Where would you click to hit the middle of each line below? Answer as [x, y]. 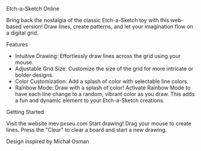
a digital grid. [22, 33]
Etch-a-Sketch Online [33, 9]
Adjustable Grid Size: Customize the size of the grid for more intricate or [104, 69]
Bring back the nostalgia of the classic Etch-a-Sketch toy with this [88, 20]
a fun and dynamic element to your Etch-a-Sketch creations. [90, 100]
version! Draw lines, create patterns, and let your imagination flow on [108, 27]
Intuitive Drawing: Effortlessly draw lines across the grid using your [98, 56]
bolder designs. [34, 75]
